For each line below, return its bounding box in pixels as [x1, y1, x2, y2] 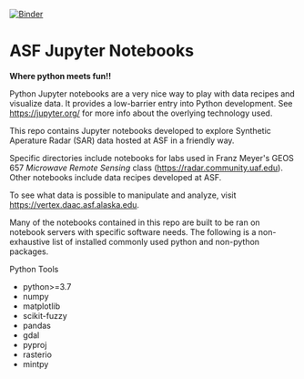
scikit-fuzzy [22, 310, 68, 321]
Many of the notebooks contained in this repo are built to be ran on [9, 217, 261, 228]
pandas [22, 320, 52, 331]
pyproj [22, 339, 47, 350]
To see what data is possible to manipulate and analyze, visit [9, 189, 237, 200]
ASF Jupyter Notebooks [9, 41, 194, 61]
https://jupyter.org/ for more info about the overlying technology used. [9, 108, 273, 118]
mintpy [22, 358, 49, 369]
